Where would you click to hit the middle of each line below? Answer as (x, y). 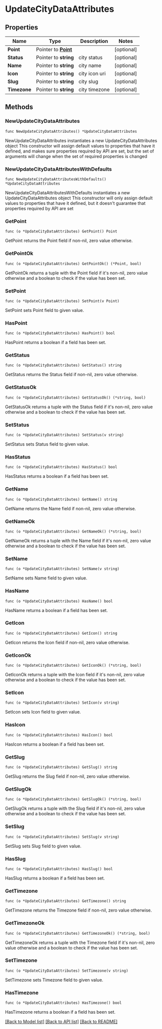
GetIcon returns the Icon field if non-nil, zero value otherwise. (67, 642)
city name (90, 65)
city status (91, 57)
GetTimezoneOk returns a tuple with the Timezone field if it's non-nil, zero (80, 942)
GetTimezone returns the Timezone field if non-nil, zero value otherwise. (79, 910)
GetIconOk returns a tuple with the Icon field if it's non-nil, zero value (75, 675)
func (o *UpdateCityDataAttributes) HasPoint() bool (60, 333)
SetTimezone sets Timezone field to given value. (54, 980)
